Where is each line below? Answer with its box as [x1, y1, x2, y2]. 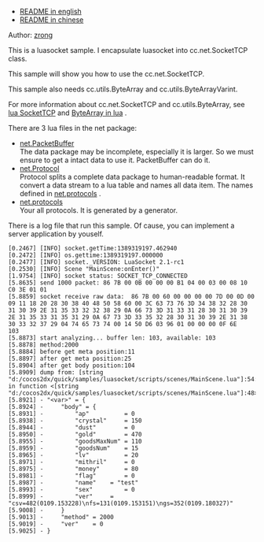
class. [8, 54, 27, 63]
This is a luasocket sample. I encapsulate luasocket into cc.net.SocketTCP [8, 46, 248, 54]
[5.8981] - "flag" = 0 [8, 472, 135, 480]
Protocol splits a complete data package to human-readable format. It [19, 173, 245, 181]
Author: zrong [8, 31, 53, 39]
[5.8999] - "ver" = [8, 492, 114, 500]
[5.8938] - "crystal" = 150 [8, 417, 143, 425]
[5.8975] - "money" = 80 [8, 465, 139, 473]
